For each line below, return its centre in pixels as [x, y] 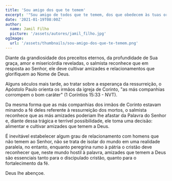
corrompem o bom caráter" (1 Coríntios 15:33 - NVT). [61, 94]
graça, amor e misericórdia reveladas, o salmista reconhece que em [77, 63]
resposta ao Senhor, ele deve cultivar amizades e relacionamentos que [80, 68]
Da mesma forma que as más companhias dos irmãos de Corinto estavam [83, 105]
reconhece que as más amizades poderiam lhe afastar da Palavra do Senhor [86, 115]
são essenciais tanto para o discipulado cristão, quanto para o [71, 158]
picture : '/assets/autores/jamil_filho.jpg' [58, 34]
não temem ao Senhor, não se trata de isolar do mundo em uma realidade [83, 141]
